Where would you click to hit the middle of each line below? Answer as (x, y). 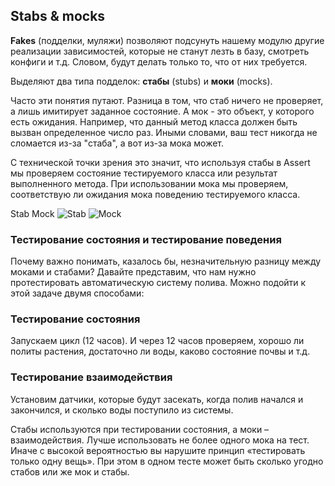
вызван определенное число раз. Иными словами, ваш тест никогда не (164, 132)
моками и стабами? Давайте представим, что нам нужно (133, 272)
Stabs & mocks (58, 16)
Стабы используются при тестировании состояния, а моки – (140, 429)
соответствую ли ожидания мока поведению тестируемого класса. (155, 194)
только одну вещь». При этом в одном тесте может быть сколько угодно (167, 461)
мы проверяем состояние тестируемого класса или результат (144, 173)
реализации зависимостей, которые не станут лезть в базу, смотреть (160, 51)
